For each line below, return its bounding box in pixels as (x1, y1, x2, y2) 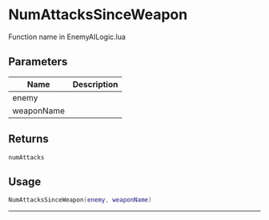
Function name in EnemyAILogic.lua (8, 32, 126, 41)
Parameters (8, 55, 68, 69)
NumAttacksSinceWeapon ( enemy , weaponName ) (8, 196, 152, 204)
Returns (8, 132, 50, 146)
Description (72, 78, 118, 89)
